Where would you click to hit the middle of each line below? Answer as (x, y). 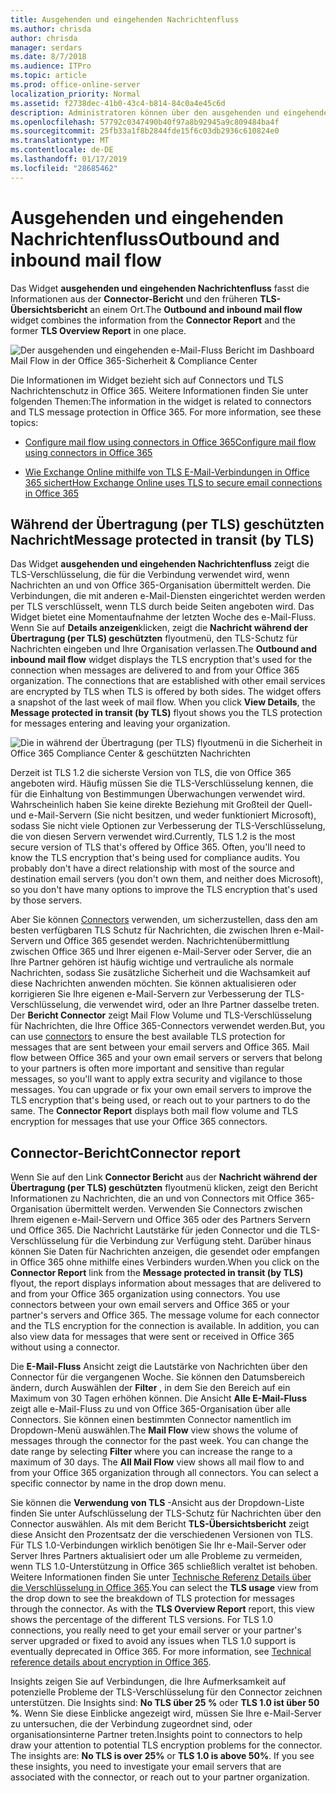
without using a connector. (65, 1347)
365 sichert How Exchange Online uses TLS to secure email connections (173, 482)
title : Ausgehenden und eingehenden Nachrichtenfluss (125, 19)
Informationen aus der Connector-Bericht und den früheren (134, 298)
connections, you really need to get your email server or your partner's (156, 1630)
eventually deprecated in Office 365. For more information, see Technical (161, 1652)
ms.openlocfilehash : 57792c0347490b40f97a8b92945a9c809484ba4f (145, 122)
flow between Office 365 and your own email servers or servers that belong (166, 1058)
